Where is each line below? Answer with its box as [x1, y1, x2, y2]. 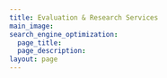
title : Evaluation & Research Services [9, 13, 159, 22]
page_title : [17, 38, 63, 48]
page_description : [17, 47, 87, 56]
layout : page [9, 55, 58, 64]
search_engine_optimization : [9, 30, 119, 39]
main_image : [9, 22, 54, 30]
